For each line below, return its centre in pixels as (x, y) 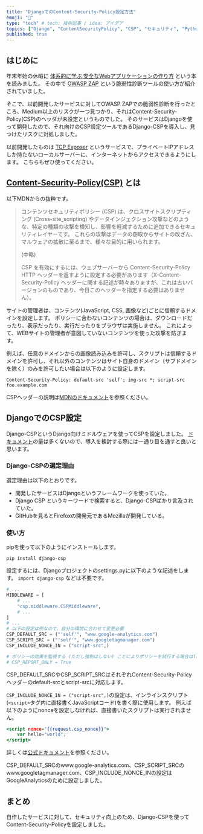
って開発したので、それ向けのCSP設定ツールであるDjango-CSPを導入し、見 (101, 126)
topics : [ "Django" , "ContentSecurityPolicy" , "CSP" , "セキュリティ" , (93, 29)
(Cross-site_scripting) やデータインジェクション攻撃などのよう (111, 219)
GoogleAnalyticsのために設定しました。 (56, 780)
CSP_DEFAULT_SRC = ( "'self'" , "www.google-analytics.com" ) (82, 635)
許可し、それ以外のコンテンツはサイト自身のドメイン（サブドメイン (112, 361)
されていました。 (27, 91)
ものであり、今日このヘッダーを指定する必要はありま (114, 290)
